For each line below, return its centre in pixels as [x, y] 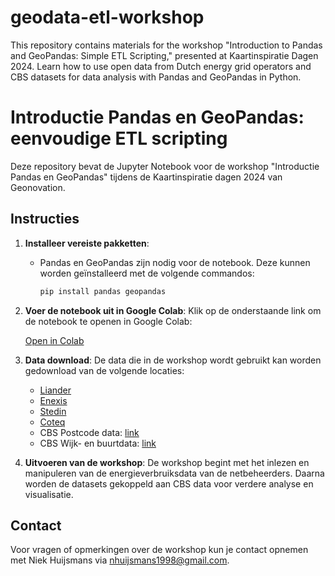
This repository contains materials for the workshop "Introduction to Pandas [166, 45]
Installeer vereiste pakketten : [87, 243]
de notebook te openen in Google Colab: [108, 321]
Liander [55, 390]
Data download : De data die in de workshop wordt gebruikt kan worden [173, 360]
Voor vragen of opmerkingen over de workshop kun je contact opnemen [159, 550]
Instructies [45, 219]
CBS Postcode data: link [89, 432]
